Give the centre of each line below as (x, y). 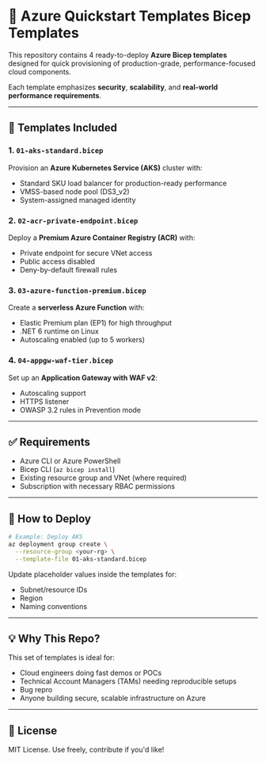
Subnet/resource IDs (53, 589)
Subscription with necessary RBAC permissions (97, 486)
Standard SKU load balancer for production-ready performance (123, 183)
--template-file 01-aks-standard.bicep (81, 559)
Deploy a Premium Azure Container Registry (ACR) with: (102, 238)
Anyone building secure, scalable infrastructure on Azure (112, 698)
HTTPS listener (44, 401)
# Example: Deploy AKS (46, 537)
